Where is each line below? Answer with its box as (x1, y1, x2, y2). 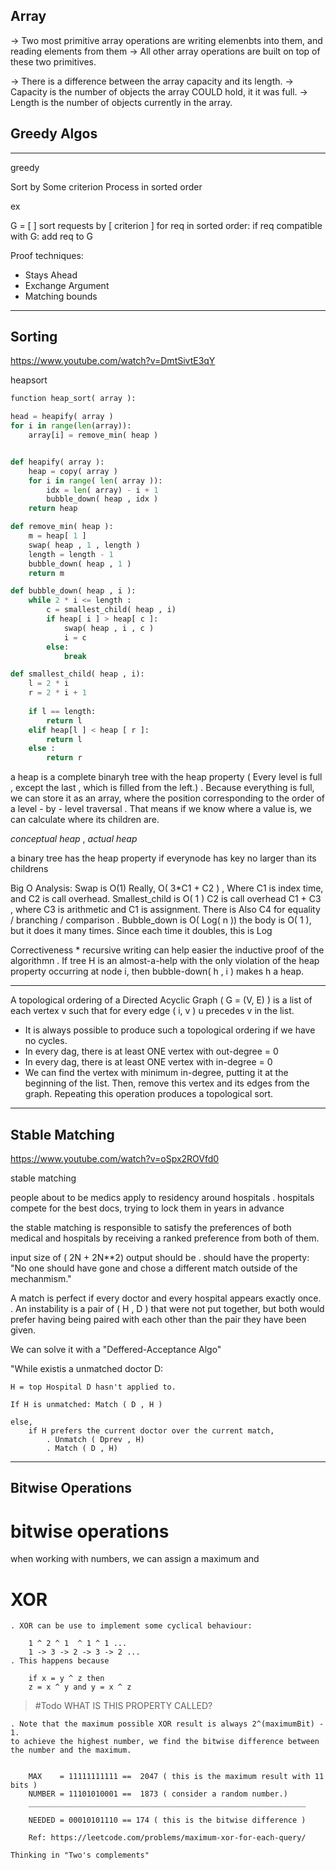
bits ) (10, 1780, 38, 1791)
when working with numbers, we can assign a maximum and (10, 1553, 260, 1565)
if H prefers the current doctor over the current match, (28, 1426, 275, 1436)
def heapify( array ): (10, 457, 105, 467)
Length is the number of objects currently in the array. (10, 96, 233, 108)
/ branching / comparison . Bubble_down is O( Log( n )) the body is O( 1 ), (10, 914, 312, 926)
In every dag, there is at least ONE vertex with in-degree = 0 (24, 1056, 273, 1068)
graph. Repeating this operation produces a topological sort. (24, 1088, 274, 1100)
